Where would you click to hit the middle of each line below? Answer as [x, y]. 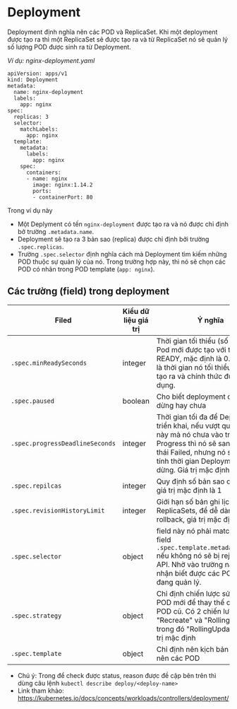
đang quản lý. [179, 582]
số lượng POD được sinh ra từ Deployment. [69, 47]
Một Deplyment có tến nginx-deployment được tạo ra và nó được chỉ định [123, 224]
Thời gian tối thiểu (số [192, 341]
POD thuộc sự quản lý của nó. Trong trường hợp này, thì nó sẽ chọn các [121, 262]
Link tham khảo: [41, 691]
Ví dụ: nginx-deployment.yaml [51, 60]
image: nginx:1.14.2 [63, 184]
